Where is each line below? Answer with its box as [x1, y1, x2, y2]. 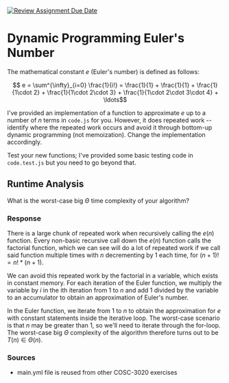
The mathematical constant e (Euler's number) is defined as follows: [7, 67, 200, 75]
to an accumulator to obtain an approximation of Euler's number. [7, 293, 189, 301]
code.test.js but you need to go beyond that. [7, 158, 136, 166]
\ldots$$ [103, 95, 128, 103]
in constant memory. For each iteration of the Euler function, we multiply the [7, 279, 222, 287]
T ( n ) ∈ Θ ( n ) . [7, 336, 43, 344]
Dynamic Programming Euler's [7, 31, 185, 46]
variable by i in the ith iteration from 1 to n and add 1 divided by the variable [7, 286, 219, 295]
